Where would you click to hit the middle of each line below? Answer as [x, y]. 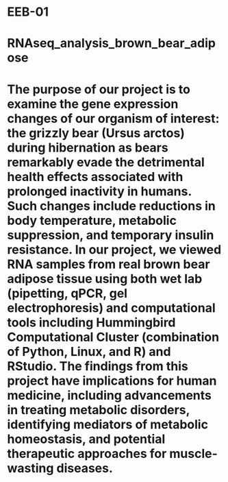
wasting [30, 468]
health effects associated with [95, 177]
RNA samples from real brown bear [109, 264]
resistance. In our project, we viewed [114, 249]
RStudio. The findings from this [98, 366]
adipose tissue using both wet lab [105, 279]
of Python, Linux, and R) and [89, 351]
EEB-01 [28, 12]
